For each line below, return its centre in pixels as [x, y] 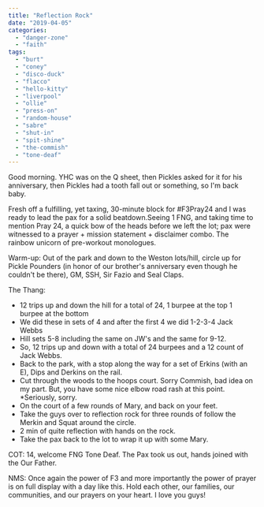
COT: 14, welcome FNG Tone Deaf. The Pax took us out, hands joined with [128, 455]
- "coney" [31, 67]
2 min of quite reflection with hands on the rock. [97, 431]
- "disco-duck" [40, 74]
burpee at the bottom [54, 314]
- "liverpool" [38, 96]
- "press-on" [37, 111]
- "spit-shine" [40, 140]
